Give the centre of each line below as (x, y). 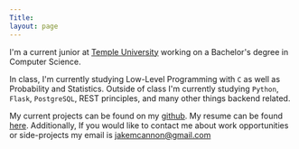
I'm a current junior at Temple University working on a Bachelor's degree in (149, 51)
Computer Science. (45, 61)
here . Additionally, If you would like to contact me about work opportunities (149, 125)
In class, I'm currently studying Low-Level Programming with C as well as (145, 79)
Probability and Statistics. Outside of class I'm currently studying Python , (144, 88)
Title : (22, 18)
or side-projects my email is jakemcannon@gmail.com (110, 135)
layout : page (34, 26)
